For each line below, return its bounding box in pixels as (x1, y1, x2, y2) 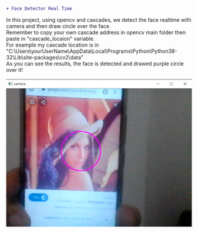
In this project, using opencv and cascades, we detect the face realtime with (6, 16, 192, 23)
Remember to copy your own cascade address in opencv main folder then (6, 29, 186, 36)
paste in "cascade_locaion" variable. (6, 35, 95, 42)
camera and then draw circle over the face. (6, 22, 111, 29)
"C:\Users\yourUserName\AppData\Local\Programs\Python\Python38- (6, 47, 177, 55)
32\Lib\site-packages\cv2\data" (6, 54, 84, 61)
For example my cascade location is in (6, 41, 99, 48)
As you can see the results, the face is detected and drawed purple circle (6, 60, 184, 67)
